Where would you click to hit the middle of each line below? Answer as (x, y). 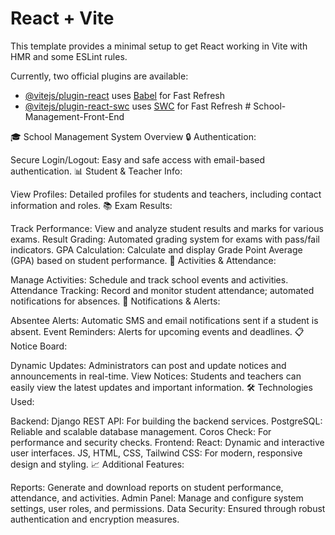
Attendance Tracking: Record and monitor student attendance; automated (162, 290)
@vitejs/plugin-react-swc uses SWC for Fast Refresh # (138, 106)
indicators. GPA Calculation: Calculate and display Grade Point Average (156, 249)
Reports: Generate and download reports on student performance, (147, 487)
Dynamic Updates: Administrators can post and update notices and (148, 365)
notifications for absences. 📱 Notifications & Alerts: (115, 301)
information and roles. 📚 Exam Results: (91, 205)
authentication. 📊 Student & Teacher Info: (96, 171)
